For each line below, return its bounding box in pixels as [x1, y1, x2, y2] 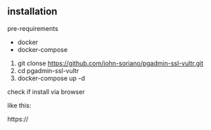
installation [7, 6, 58, 18]
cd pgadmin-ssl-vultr [17, 66, 79, 74]
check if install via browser [7, 87, 85, 96]
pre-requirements [7, 24, 58, 32]
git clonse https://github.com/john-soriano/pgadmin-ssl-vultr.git [17, 59, 204, 67]
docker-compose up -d [17, 74, 86, 82]
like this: [7, 101, 32, 110]
